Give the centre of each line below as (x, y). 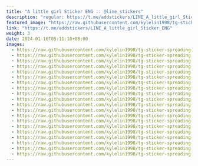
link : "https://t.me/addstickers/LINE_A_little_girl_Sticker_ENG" (89, 28)
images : (16, 45)
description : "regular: (35, 17)
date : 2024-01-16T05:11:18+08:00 (47, 39)
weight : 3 (18, 34)
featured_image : (26, 22)
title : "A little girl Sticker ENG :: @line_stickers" (75, 11)
